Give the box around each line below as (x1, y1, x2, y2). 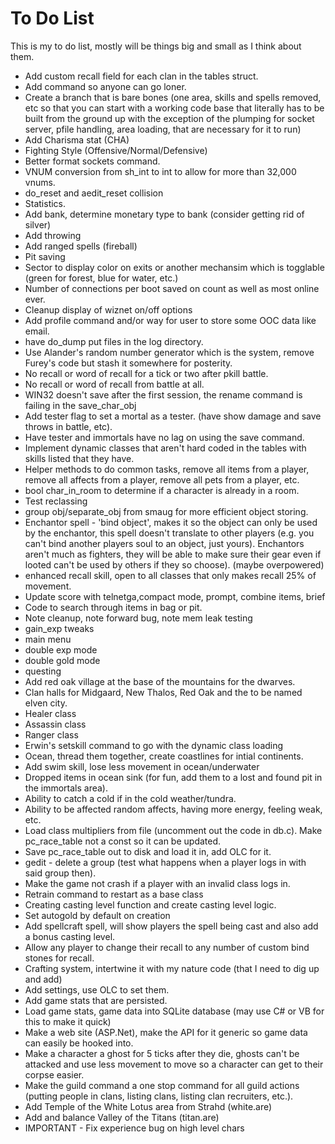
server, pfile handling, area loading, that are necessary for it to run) (24, 123, 302, 135)
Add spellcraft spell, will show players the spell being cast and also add (24, 920, 319, 932)
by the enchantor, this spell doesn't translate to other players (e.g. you (24, 527, 315, 539)
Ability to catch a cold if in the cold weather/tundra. (24, 792, 237, 804)
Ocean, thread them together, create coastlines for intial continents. (24, 750, 304, 762)
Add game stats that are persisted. (24, 994, 168, 1006)
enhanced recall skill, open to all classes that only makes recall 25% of (24, 569, 317, 581)
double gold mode (24, 654, 101, 666)
